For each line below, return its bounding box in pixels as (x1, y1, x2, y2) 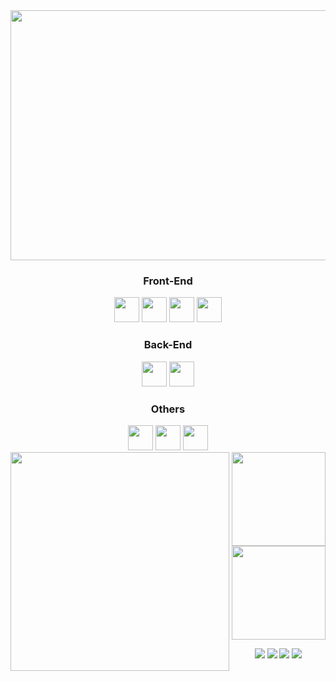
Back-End (143, 338, 193, 352)
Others (150, 402, 186, 416)
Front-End (143, 274, 193, 288)
